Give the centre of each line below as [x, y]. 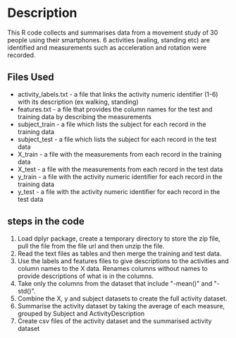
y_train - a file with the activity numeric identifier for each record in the [120, 176]
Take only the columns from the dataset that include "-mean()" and [115, 283]
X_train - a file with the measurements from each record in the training [119, 154]
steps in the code [46, 221]
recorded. [21, 55]
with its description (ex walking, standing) [78, 102]
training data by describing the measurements [84, 116]
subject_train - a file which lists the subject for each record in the [112, 124]
